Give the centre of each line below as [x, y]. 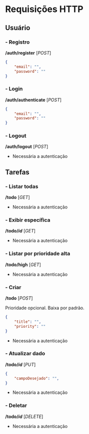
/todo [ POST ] [19, 298]
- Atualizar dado [25, 353]
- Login [14, 89]
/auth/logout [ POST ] [27, 147]
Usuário [18, 28]
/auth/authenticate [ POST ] [33, 100]
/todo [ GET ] [17, 197]
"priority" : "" [30, 326]
